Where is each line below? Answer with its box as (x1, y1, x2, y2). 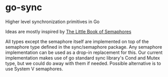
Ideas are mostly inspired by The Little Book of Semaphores (5, 28, 132, 34)
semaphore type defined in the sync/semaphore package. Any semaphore (5, 44, 162, 50)
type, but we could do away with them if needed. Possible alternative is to (5, 60, 161, 66)
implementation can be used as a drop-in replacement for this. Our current (5, 49, 163, 55)
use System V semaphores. (5, 66, 63, 72)
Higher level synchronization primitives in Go (5, 18, 100, 25)
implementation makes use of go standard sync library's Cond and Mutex (5, 54, 160, 61)
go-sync (5, 2, 43, 13)
